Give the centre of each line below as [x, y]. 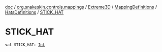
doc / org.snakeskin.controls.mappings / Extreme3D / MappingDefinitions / [81, 7]
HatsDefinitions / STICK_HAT [34, 12]
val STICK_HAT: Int [25, 45]
